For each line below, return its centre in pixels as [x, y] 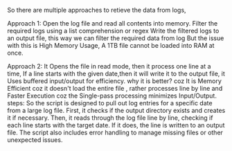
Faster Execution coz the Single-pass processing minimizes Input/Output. [112, 96]
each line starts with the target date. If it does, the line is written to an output [116, 125]
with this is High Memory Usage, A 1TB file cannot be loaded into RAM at [111, 45]
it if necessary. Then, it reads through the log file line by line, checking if [110, 118]
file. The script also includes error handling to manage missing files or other [115, 132]
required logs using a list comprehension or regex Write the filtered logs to [113, 31]
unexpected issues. [35, 140]
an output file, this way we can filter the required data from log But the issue [116, 38]
